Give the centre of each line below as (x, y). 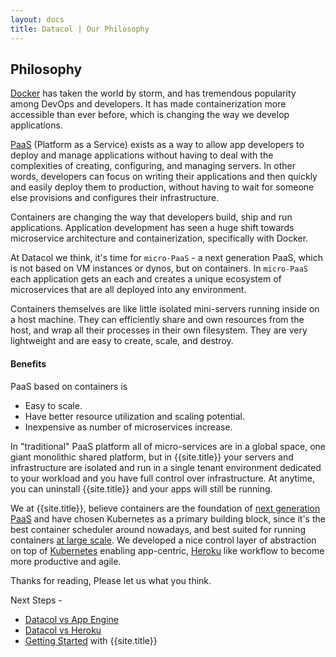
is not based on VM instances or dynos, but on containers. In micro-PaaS (159, 268)
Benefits (28, 363)
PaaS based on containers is (69, 386)
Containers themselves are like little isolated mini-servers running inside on (165, 309)
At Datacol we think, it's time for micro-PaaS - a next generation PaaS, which (166, 258)
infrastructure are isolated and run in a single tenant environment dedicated (166, 467)
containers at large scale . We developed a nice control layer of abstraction (163, 540)
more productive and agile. (66, 561)
